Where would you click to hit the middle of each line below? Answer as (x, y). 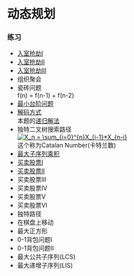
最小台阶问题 (35, 104)
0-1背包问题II (35, 249)
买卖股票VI (32, 205)
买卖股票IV (32, 188)
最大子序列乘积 (38, 154)
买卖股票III (32, 180)
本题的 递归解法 (38, 121)
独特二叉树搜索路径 (44, 129)
